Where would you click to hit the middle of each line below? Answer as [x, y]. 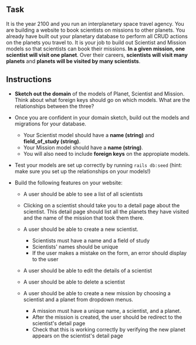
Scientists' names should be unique [75, 247]
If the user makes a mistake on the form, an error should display [109, 253]
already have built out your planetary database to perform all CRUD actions [97, 36]
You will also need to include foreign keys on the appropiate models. [106, 153]
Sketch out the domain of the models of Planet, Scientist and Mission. [99, 94]
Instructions [29, 79]
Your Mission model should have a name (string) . [83, 147]
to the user [45, 259]
